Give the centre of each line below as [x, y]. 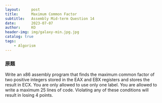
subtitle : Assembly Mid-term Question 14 [50, 18]
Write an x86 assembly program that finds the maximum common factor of [80, 74]
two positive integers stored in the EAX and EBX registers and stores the [77, 79]
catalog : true [19, 37]
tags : [10, 41]
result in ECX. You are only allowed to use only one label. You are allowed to [81, 85]
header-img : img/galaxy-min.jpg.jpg [42, 32]
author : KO [20, 28]
